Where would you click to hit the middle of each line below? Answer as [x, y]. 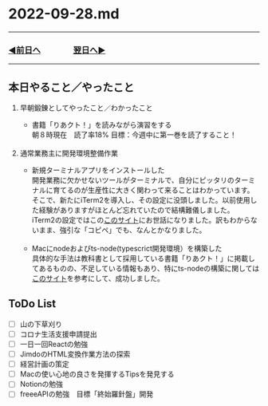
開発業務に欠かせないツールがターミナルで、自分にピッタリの [133, 180]
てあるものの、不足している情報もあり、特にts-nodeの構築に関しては [146, 269]
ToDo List [32, 304]
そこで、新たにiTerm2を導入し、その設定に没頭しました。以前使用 [141, 200]
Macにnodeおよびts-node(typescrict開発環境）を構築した [127, 249]
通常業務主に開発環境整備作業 [69, 153]
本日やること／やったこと [71, 87]
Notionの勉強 [41, 384]
